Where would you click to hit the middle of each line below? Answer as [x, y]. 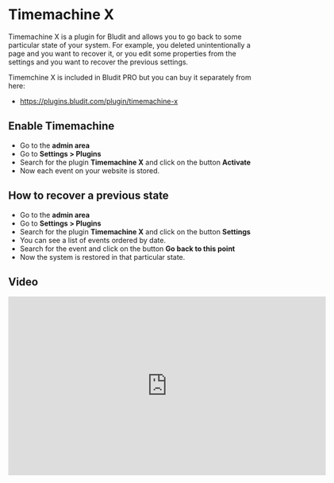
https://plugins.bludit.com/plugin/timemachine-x [99, 101]
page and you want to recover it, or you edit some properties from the [122, 53]
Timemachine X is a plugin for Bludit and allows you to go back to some [125, 37]
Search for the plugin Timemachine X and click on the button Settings [135, 231]
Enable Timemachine [61, 126]
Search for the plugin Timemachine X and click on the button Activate [135, 162]
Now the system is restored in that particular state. [102, 257]
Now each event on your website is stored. [90, 170]
